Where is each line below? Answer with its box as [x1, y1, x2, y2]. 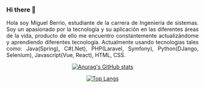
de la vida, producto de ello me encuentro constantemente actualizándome [6, 32, 199, 39]
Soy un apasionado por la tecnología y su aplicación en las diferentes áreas [6, 25, 199, 33]
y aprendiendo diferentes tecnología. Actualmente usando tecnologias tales [6, 39, 199, 46]
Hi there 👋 [6, 5, 37, 14]
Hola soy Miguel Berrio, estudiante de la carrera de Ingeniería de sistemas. [6, 19, 199, 27]
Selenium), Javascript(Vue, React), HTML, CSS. [6, 52, 126, 59]
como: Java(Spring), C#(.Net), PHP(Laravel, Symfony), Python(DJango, [6, 45, 199, 52]
